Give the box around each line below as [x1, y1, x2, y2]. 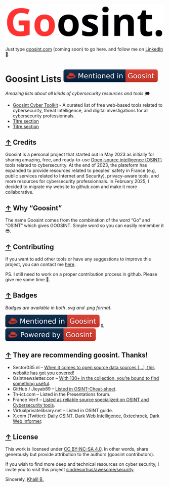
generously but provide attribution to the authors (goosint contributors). [5, 452, 154, 458]
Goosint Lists [5, 73, 62, 84]
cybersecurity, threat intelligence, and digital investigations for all [12, 107, 149, 113]
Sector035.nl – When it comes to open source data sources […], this [12, 364, 155, 370]
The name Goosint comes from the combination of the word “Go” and [5, 217, 150, 224]
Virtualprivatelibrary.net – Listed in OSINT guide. [12, 407, 113, 413]
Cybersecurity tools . [12, 402, 56, 408]
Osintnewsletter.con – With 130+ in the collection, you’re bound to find [12, 375, 159, 381]
